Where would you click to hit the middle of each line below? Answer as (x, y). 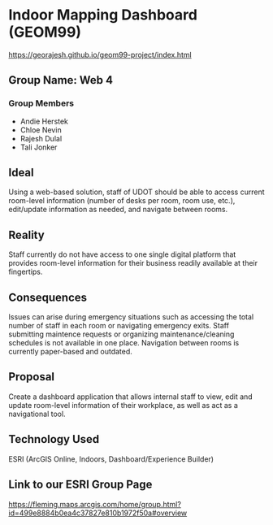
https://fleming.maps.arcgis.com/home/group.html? (95, 504)
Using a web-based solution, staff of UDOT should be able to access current (136, 192)
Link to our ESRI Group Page (80, 485)
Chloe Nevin (41, 130)
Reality (26, 234)
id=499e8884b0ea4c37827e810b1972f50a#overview (98, 513)
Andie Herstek (44, 121)
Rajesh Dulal (41, 138)
